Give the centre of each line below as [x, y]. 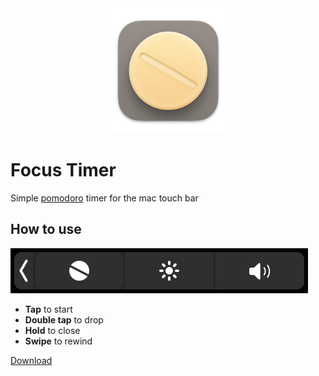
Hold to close [52, 330]
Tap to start [48, 309]
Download [31, 360]
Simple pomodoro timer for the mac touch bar [104, 198]
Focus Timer [63, 170]
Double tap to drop [64, 319]
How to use [46, 229]
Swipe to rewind [58, 341]
